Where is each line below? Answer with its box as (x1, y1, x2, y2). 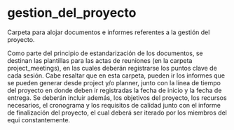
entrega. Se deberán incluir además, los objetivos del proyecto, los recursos (7, 93, 227, 102)
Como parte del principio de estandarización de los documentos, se (7, 49, 203, 57)
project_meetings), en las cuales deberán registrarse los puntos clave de (7, 64, 217, 72)
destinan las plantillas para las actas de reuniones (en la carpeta (7, 56, 193, 64)
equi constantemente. (7, 115, 71, 124)
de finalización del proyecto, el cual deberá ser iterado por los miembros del (7, 108, 228, 117)
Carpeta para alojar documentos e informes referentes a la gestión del (7, 28, 210, 36)
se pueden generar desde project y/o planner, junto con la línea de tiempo (7, 78, 221, 87)
